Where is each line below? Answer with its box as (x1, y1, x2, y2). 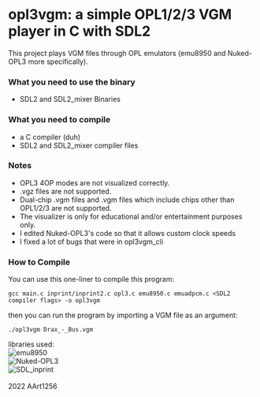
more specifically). (28, 57, 88, 66)
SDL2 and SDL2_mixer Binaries (19, 95, 121, 104)
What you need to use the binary (8, 77, 136, 88)
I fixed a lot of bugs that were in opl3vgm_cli (19, 237, 164, 246)
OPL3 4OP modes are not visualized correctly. (19, 178, 170, 187)
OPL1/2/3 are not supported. (19, 203, 112, 212)
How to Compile (8, 257, 71, 268)
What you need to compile (8, 114, 111, 125)
